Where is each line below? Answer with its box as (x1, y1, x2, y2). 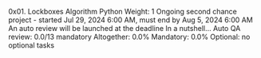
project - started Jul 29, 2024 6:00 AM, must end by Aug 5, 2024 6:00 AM (8, 15, 253, 25)
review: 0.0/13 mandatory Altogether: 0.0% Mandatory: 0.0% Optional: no (8, 32, 251, 41)
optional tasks (8, 41, 54, 50)
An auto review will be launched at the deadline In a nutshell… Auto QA (8, 24, 241, 33)
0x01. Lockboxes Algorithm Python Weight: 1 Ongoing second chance (8, 7, 237, 16)
